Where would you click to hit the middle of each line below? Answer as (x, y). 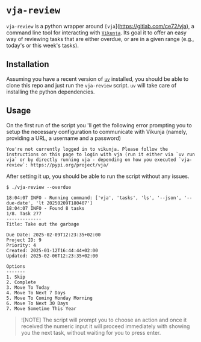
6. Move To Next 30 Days (37, 303)
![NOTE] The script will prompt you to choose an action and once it (104, 320)
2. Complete (21, 282)
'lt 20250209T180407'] (64, 203)
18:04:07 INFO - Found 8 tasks (45, 208)
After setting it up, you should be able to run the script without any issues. (98, 176)
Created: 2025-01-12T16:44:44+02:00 (52, 250)
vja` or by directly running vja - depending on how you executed (91, 160)
